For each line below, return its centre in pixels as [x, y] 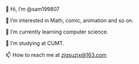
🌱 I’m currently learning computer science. [57, 32]
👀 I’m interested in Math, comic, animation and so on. [69, 20]
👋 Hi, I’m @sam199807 [33, 9]
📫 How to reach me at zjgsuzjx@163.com [56, 55]
